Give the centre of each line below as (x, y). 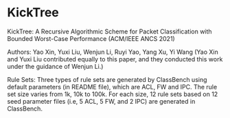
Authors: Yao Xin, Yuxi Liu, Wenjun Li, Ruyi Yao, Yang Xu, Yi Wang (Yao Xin (113, 52)
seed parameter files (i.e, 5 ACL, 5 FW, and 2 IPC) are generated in (101, 101)
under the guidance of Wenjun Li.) (55, 66)
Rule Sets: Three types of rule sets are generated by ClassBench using (107, 79)
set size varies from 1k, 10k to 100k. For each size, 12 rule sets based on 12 (113, 94)
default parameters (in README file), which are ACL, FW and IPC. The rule (112, 87)
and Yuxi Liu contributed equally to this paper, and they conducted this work (115, 59)
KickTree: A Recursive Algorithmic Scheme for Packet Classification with (110, 31)
